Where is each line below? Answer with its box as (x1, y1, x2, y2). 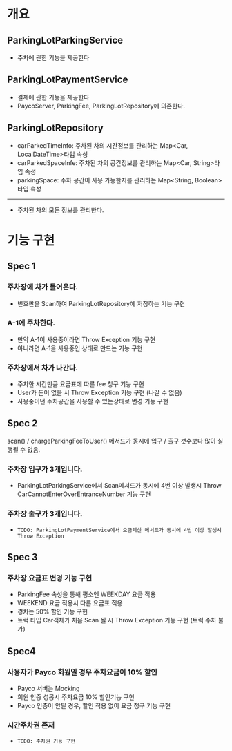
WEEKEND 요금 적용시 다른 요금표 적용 (17, 599, 123, 607)
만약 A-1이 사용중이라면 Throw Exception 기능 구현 (17, 335, 156, 343)
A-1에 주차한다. (7, 319, 55, 328)
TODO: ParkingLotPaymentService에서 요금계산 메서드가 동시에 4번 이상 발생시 (17, 526, 222, 533)
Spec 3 (7, 551, 38, 563)
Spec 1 (7, 260, 36, 272)
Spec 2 (7, 417, 38, 429)
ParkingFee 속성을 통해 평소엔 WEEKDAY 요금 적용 (17, 590, 157, 598)
